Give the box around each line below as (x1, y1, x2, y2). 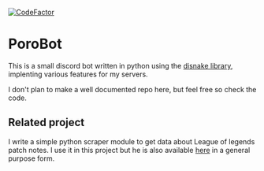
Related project (8, 116, 85, 129)
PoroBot (8, 35, 62, 53)
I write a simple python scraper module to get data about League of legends (8, 136, 255, 146)
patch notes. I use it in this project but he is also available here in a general (8, 145, 251, 154)
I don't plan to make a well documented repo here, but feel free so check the (8, 84, 257, 94)
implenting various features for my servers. (8, 69, 148, 79)
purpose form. (8, 154, 55, 163)
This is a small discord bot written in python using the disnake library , (8, 61, 233, 70)
